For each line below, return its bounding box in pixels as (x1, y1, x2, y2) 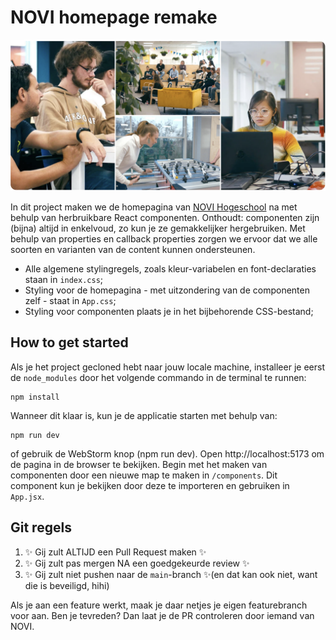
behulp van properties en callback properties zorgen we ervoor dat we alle (10, 233, 318, 245)
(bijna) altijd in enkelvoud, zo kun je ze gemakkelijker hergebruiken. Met (10, 222, 306, 235)
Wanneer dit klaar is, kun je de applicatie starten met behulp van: (10, 409, 278, 421)
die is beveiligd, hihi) (24, 579, 110, 591)
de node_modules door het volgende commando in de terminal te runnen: (10, 371, 307, 383)
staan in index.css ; (24, 274, 104, 286)
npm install (10, 392, 60, 402)
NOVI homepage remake (10, 6, 218, 29)
